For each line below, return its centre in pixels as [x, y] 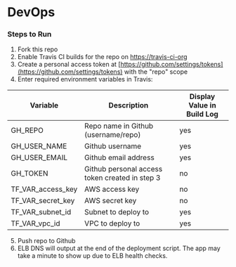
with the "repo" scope [156, 72]
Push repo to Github [46, 241]
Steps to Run [29, 34]
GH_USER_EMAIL [39, 157]
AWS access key [112, 189]
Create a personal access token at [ [69, 65]
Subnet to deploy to [117, 212]
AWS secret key [110, 201]
